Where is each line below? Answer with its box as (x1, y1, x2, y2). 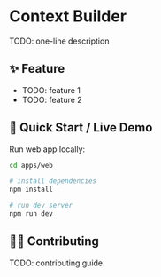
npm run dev (9, 210, 53, 218)
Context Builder (9, 6, 126, 27)
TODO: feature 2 (21, 94, 82, 105)
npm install (9, 185, 53, 194)
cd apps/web (9, 161, 53, 170)
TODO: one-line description (9, 36, 110, 46)
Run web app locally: (9, 144, 86, 154)
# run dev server (9, 202, 73, 210)
